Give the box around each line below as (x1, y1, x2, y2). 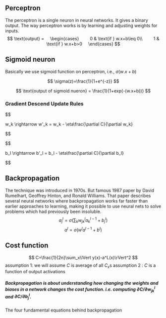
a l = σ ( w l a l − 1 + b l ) (64, 226, 103, 233)
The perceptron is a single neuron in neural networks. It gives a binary (5, 17, 149, 23)
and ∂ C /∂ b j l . (5, 293, 32, 301)
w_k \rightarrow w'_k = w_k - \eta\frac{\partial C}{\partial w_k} (5, 121, 133, 127)
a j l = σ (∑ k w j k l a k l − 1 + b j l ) (58, 216, 108, 224)
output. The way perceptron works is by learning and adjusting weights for (5, 22, 158, 28)
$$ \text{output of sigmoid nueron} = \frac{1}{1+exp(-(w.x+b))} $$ (15, 88, 151, 94)
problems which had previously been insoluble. (5, 209, 102, 214)
